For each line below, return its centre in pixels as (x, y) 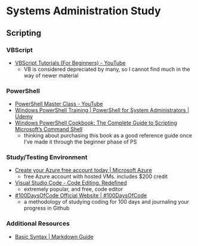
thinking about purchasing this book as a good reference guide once (108, 136)
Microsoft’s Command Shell (49, 129)
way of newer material (51, 75)
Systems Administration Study (83, 11)
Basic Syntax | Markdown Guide (54, 236)
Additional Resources (38, 223)
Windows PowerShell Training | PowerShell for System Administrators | (102, 110)
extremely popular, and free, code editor (73, 189)
